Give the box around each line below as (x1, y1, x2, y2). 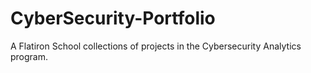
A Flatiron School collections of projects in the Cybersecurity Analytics (10, 40, 302, 52)
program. (10, 50, 49, 62)
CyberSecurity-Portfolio (10, 7, 216, 30)
